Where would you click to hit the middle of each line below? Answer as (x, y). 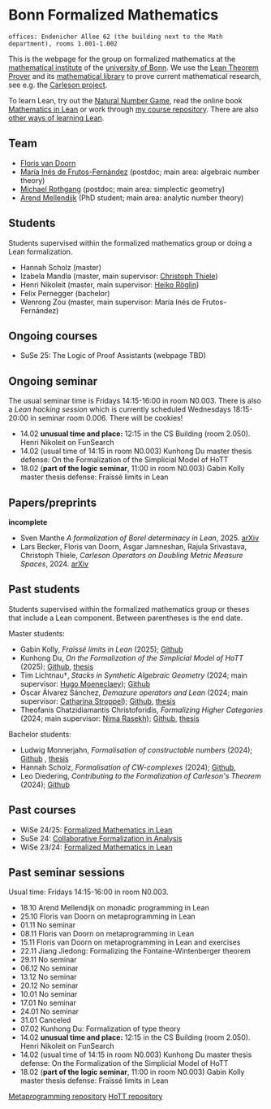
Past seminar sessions (67, 873)
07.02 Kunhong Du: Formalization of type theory (100, 1029)
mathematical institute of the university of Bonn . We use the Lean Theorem (134, 68)
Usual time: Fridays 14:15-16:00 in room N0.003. (88, 892)
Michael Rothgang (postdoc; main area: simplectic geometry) (123, 189)
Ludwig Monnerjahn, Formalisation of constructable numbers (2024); (136, 749)
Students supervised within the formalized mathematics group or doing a (130, 242)
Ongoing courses (53, 336)
